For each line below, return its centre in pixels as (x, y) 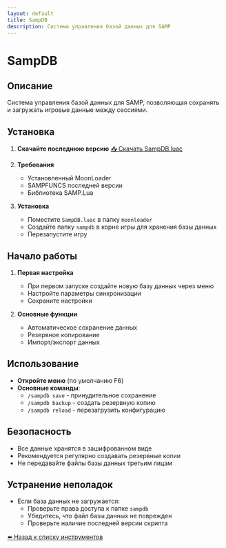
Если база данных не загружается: (69, 501)
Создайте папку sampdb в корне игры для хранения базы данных (122, 227)
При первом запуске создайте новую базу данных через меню (121, 286)
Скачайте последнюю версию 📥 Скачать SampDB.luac (100, 149)
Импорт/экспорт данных (64, 342)
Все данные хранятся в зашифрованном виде (84, 448)
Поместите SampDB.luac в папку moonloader (90, 220)
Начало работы (42, 256)
